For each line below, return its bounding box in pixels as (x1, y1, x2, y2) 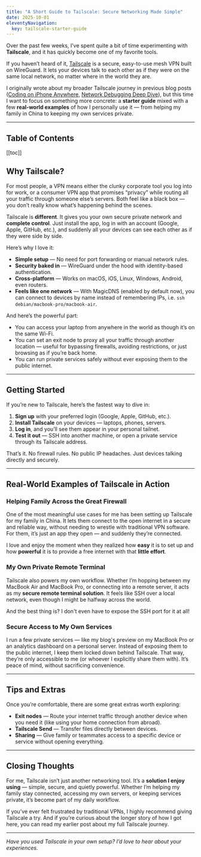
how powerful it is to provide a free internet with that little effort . (6, 548, 166, 555)
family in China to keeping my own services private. (6, 110, 133, 117)
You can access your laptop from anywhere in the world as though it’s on (14, 323, 195, 331)
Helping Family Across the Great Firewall (6, 497, 127, 505)
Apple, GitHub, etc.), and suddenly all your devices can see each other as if (6, 226, 193, 233)
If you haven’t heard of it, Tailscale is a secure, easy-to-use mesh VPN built (6, 60, 192, 67)
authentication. (14, 268, 52, 275)
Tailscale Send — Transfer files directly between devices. (14, 725, 158, 732)
